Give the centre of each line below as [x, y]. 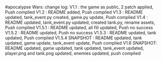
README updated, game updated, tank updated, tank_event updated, [75, 48]
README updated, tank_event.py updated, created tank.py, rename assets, [80, 22]
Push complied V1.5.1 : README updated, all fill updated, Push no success [79, 28]
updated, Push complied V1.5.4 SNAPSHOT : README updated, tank [73, 38]
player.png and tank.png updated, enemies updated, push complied [73, 53]
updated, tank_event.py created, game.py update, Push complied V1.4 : [77, 17]
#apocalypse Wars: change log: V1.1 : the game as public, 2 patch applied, [79, 7]
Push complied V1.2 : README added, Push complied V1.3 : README [74, 12]
